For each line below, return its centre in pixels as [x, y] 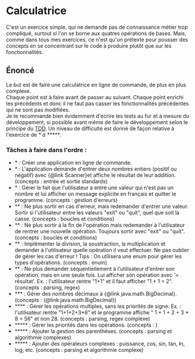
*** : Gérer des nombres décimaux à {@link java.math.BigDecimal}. [95, 294]
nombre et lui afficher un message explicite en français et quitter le [95, 194]
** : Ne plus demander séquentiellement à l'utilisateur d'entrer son [94, 269]
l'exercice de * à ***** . [34, 135]
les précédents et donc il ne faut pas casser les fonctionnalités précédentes [97, 103]
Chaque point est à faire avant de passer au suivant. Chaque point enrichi [95, 97]
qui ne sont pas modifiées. [38, 109]
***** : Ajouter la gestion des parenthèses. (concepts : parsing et [93, 331]
